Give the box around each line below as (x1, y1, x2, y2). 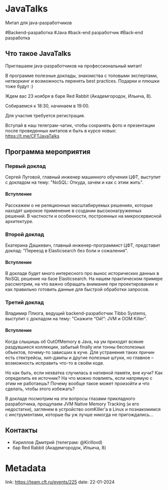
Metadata (5, 462, 46, 474)
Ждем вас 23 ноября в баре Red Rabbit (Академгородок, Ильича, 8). (5, 93, 152, 99)
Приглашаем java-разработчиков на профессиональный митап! (5, 62, 142, 68)
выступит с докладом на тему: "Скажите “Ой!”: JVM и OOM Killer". (5, 316, 147, 322)
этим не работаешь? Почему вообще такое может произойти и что (5, 380, 149, 386)
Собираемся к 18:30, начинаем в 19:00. (5, 103, 90, 109)
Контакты (5, 426, 38, 435)
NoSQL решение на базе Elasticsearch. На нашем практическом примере (5, 275, 163, 282)
